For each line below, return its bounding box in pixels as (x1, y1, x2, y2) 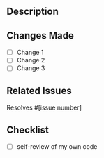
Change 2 (16, 56, 45, 65)
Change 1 (16, 48, 44, 57)
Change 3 (16, 64, 45, 72)
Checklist (6, 124, 50, 136)
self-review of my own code (16, 143, 98, 151)
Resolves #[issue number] (6, 103, 82, 112)
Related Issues (6, 84, 72, 97)
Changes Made (6, 29, 74, 41)
